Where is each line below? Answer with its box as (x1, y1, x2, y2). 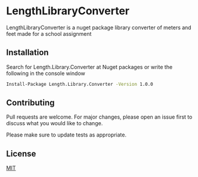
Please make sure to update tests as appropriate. (6, 131, 127, 138)
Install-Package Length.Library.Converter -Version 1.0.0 (6, 81, 153, 87)
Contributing (6, 98, 55, 108)
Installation (6, 48, 49, 58)
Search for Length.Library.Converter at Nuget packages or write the (6, 63, 173, 70)
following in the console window (6, 70, 85, 77)
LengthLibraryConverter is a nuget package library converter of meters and (6, 24, 192, 31)
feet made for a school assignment (6, 30, 92, 37)
